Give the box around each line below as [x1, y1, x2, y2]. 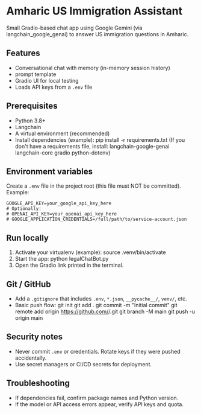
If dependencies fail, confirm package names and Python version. [14, 394, 179, 401]
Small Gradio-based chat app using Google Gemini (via [6, 24, 143, 31]
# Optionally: [6, 206, 42, 212]
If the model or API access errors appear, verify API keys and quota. [14, 400, 184, 408]
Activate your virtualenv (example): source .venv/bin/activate [14, 249, 167, 256]
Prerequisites [6, 101, 58, 111]
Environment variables [6, 166, 93, 176]
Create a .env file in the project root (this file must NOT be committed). [6, 182, 182, 189]
